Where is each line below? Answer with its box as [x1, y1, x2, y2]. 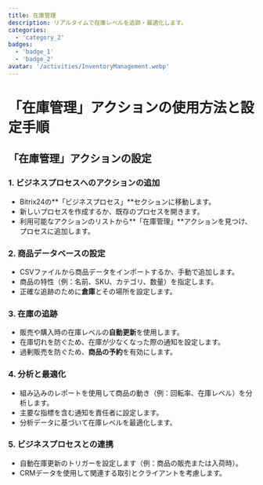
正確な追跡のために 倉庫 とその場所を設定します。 [19, 286, 177, 296]
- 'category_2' [15, 33, 65, 42]
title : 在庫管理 [8, 11, 56, 20]
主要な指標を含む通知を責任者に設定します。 [19, 407, 164, 417]
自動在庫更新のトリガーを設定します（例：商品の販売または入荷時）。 [19, 458, 243, 468]
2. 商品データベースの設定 [8, 248, 106, 259]
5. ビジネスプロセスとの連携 [8, 439, 113, 450]
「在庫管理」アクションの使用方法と [8, 99, 241, 116]
